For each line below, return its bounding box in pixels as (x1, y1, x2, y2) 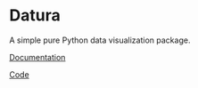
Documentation (9, 52, 66, 62)
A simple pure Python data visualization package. (9, 35, 191, 45)
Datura (9, 5, 61, 26)
